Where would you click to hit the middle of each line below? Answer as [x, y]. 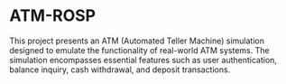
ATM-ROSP [53, 16]
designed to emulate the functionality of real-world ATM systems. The [139, 50]
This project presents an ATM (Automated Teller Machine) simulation [137, 41]
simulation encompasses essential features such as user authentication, [143, 60]
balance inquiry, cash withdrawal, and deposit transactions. [120, 70]
